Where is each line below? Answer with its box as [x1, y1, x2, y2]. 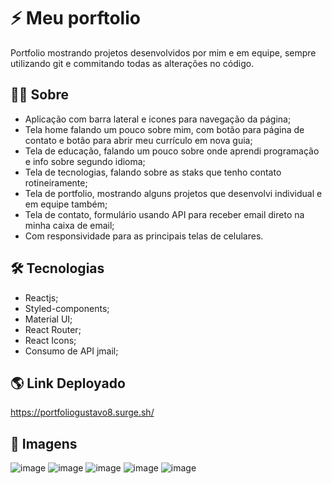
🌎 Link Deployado [10, 375, 126, 392]
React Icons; [24, 334, 77, 346]
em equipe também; [24, 198, 108, 210]
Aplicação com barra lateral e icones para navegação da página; [24, 113, 292, 125]
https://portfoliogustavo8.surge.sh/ [10, 406, 155, 419]
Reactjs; [24, 291, 59, 304]
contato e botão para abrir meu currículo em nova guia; [24, 134, 253, 146]
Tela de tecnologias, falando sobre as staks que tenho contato [24, 166, 282, 178]
